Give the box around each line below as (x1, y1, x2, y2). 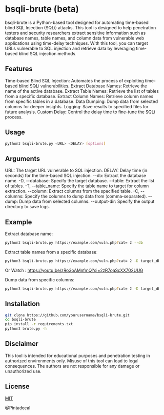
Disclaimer (5, 340, 39, 348)
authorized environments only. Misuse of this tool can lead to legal (5, 357, 139, 364)
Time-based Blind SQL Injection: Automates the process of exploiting (5, 78, 144, 83)
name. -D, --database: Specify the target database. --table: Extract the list (5, 178, 155, 184)
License (5, 382, 30, 391)
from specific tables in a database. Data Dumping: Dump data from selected (5, 99, 158, 104)
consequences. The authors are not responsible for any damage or (5, 363, 140, 369)
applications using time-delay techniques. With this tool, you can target (5, 40, 148, 46)
